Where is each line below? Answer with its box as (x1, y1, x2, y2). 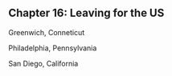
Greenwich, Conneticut (8, 27, 85, 37)
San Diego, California (8, 58, 79, 68)
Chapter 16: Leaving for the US (8, 6, 165, 20)
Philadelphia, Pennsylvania (8, 43, 97, 53)
